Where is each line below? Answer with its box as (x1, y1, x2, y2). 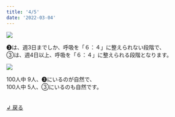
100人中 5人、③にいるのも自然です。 (6, 83, 102, 90)
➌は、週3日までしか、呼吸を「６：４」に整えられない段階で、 (6, 43, 165, 51)
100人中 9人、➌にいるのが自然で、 (6, 76, 95, 83)
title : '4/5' (6, 9, 40, 15)
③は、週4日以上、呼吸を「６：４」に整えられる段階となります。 (6, 51, 173, 58)
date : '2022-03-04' (6, 15, 56, 21)
